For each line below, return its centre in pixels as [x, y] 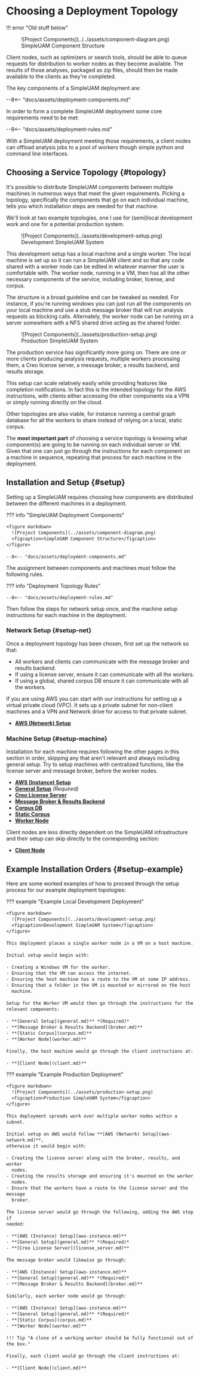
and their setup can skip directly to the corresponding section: [83, 839]
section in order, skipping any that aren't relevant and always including [93, 758]
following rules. [25, 574]
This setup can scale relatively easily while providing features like [87, 383]
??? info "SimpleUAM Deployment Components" [65, 515]
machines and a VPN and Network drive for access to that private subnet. [97, 711]
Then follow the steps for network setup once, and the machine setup [92, 609]
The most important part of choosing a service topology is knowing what [97, 438]
